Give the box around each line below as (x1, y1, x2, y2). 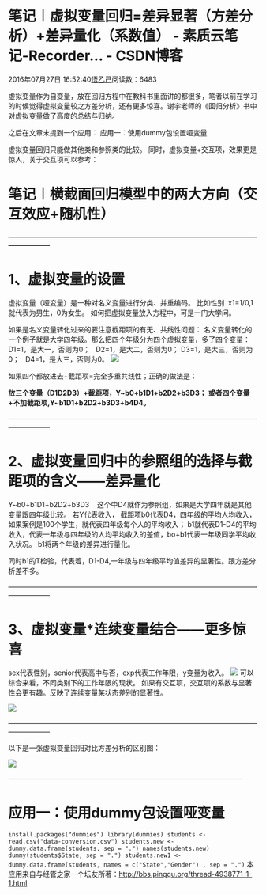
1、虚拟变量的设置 (8, 271, 126, 289)
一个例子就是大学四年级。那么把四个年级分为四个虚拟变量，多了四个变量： (8, 334, 250, 344)
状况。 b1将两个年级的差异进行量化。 (14, 539, 135, 548)
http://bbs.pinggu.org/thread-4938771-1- (118, 869, 253, 878)
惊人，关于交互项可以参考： (8, 154, 99, 164)
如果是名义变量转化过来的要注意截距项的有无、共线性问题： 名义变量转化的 (8, 324, 253, 334)
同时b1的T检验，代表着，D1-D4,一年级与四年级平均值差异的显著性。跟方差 (8, 556, 249, 566)
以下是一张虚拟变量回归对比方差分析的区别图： (8, 743, 160, 753)
